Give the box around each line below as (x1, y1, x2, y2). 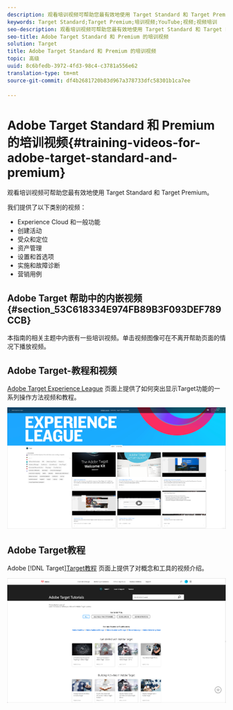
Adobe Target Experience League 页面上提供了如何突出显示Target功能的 (7, 384, 214, 392)
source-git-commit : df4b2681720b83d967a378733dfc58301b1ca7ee (7, 77, 191, 84)
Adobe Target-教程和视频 (7, 364, 117, 376)
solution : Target (7, 40, 58, 48)
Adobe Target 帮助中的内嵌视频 (7, 292, 143, 304)
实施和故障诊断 (17, 261, 60, 270)
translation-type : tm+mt (7, 69, 79, 76)
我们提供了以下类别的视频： (7, 203, 87, 212)
